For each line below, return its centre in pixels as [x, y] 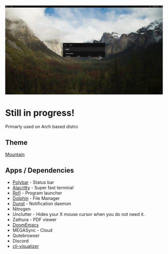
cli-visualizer [25, 246]
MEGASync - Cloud [32, 230]
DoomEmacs [25, 225]
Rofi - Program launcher [37, 193]
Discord [20, 241]
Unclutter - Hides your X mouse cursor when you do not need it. [78, 214]
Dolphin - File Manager [36, 198]
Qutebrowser [26, 235]
